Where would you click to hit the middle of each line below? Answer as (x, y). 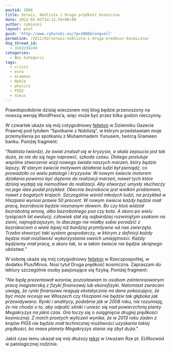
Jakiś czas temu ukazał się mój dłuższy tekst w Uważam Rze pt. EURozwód (85, 339)
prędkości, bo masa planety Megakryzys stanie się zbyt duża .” (72, 329)
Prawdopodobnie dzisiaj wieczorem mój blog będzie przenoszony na (78, 110)
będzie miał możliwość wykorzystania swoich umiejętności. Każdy (75, 239)
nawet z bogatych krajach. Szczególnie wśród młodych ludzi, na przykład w (86, 195)
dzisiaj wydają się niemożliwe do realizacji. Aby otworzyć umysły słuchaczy (85, 184)
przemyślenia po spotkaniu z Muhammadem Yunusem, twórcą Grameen (81, 136)
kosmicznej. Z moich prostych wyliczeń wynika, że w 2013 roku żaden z (81, 318)
